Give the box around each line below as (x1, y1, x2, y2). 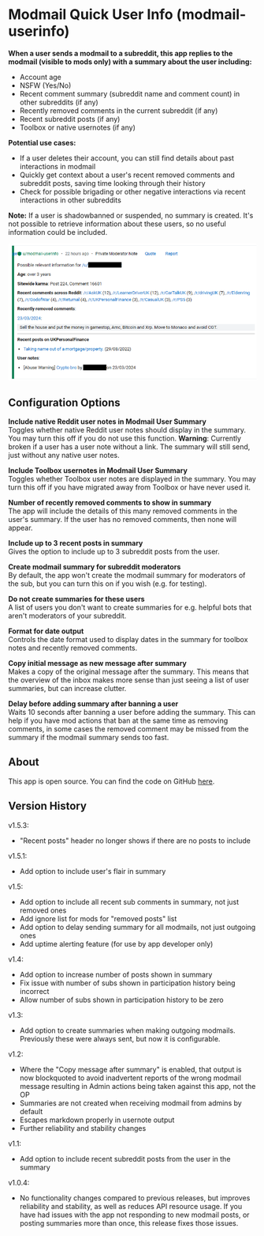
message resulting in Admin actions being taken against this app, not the (19, 1081, 256, 1090)
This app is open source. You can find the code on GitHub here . (8, 777, 215, 786)
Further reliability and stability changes (19, 1123, 147, 1132)
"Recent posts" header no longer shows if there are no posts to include (19, 836, 251, 845)
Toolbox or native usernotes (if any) (19, 123, 136, 132)
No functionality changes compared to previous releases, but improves (19, 1193, 251, 1203)
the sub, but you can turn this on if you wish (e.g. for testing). (8, 579, 207, 588)
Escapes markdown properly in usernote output (19, 1115, 175, 1124)
